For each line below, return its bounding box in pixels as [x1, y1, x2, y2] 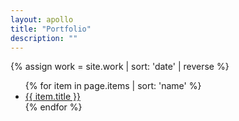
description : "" [10, 33, 78, 43]
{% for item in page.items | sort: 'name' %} [24, 80, 202, 92]
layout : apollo [10, 14, 74, 25]
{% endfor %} [24, 101, 83, 113]
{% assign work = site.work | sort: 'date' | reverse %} [10, 61, 230, 73]
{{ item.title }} [24, 91, 81, 103]
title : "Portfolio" [10, 24, 92, 34]
